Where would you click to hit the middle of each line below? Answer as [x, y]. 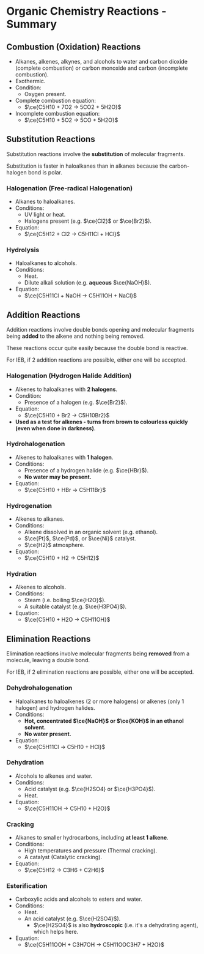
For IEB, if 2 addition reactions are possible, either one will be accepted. [97, 360]
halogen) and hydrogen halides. [55, 707]
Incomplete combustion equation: [57, 114]
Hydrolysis [23, 250]
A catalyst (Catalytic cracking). [63, 857]
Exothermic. [30, 81]
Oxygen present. [45, 94]
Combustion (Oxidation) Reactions [74, 47]
